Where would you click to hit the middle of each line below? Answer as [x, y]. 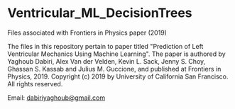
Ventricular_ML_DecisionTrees [100, 13]
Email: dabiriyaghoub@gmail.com [56, 98]
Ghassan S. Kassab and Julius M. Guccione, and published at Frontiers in [114, 69]
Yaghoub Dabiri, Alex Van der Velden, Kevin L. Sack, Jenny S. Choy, [106, 61]
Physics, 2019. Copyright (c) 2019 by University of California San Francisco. [118, 76]
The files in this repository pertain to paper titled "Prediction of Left [105, 46]
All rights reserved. [35, 84]
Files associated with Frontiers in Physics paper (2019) [87, 33]
